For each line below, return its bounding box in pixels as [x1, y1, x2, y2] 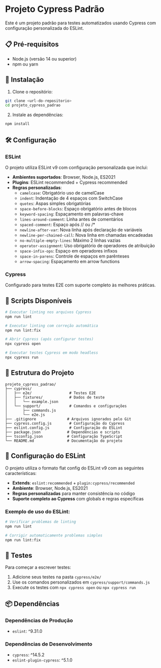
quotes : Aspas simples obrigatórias [19, 200, 91, 206]
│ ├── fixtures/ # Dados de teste [5, 395, 105, 400]
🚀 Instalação [5, 75, 44, 84]
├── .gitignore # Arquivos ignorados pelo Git [5, 416, 132, 421]
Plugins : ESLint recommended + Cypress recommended [12, 179, 127, 185]
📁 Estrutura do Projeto [5, 369, 74, 377]
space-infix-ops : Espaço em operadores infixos [19, 248, 118, 254]
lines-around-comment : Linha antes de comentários [19, 216, 123, 222]
